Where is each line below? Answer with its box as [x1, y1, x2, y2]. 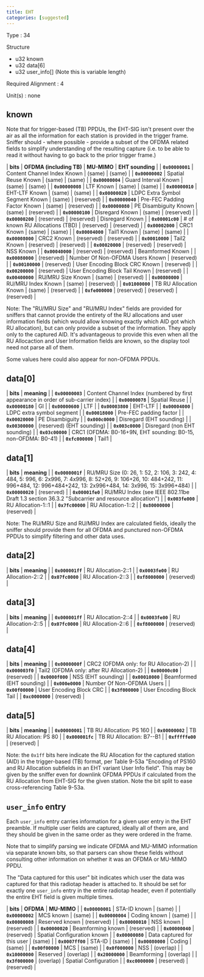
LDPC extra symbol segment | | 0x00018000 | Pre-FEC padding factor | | [6, 409, 185, 416]
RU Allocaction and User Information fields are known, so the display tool [6, 337, 190, 345]
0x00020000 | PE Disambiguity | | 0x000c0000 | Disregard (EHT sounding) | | [6, 416, 192, 423]
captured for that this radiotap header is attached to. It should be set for [6, 881, 187, 887]
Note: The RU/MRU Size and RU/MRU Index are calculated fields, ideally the [6, 520, 196, 527]
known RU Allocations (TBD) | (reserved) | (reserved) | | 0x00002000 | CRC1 [6, 222, 193, 229]
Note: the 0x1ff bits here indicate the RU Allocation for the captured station [6, 752, 195, 759]
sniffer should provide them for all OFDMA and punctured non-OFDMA [6, 526, 184, 533]
